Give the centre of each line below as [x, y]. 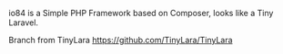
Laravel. [23, 22]
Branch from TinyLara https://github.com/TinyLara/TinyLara [121, 40]
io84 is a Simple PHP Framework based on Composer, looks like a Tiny [141, 13]
